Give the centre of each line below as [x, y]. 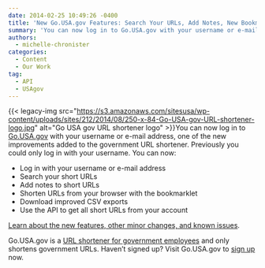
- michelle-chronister [52, 45]
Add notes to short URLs [60, 185]
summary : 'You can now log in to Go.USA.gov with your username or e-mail [134, 30]
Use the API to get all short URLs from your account [103, 210]
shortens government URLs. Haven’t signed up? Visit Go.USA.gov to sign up [132, 249]
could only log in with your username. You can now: [92, 153]
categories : [28, 52]
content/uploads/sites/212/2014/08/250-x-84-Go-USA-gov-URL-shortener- [131, 120]
